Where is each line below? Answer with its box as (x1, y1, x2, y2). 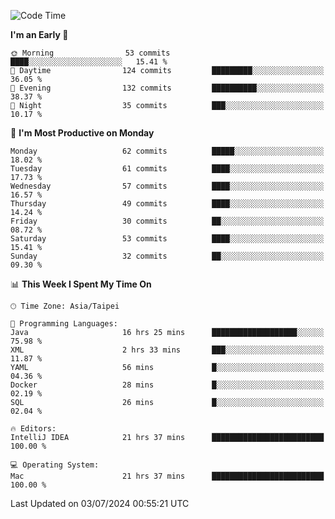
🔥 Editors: (10, 424, 57, 434)
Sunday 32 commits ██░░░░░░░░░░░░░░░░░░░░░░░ (10, 251, 325, 261)
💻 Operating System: (10, 460, 100, 470)
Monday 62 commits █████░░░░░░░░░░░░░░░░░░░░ (10, 146, 325, 156)
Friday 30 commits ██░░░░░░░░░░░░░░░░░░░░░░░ (10, 216, 325, 226)
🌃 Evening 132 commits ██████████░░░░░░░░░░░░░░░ (10, 83, 325, 93)
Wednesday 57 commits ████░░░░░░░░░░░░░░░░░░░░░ (10, 181, 325, 191)
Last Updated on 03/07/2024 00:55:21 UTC (10, 498, 190, 509)
